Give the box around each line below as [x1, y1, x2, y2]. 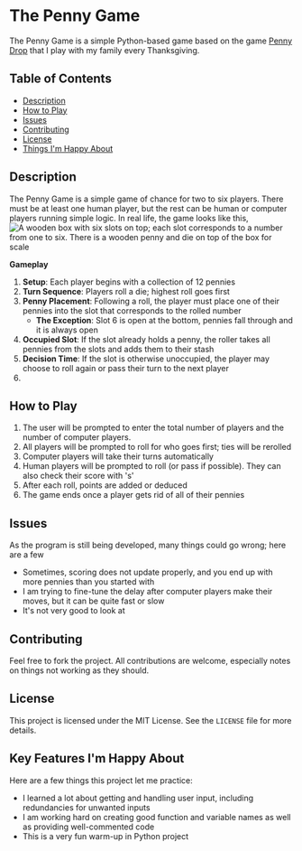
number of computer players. [22, 432, 132, 443]
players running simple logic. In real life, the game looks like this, [9, 212, 250, 223]
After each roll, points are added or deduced [22, 480, 188, 491]
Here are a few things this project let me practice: [9, 774, 193, 786]
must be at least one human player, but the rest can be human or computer [9, 202, 288, 213]
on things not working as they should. [9, 665, 150, 676]
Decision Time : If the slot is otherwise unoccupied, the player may [22, 353, 270, 364]
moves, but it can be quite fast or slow [22, 595, 165, 606]
